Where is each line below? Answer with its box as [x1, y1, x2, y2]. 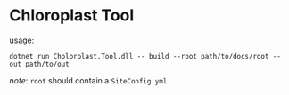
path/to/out [25, 59, 70, 68]
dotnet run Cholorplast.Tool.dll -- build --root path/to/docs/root [9, 51, 269, 60]
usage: [9, 35, 35, 45]
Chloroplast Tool [9, 5, 135, 26]
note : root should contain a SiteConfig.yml [9, 75, 168, 85]
